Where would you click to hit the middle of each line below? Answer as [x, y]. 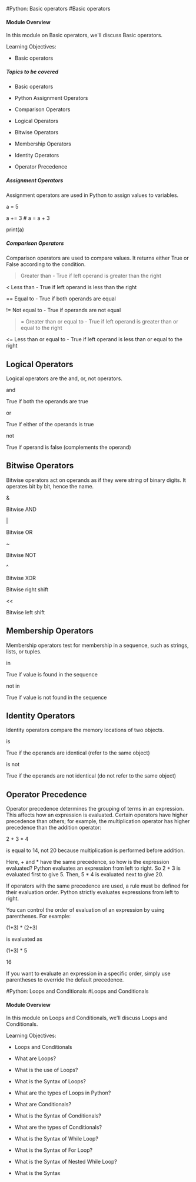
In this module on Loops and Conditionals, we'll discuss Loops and [87, 1018]
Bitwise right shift [27, 589]
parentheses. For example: [39, 917]
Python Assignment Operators [51, 98]
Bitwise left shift [26, 612]
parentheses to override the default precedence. [65, 980]
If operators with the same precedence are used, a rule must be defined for [97, 886]
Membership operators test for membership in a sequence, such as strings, [97, 645]
